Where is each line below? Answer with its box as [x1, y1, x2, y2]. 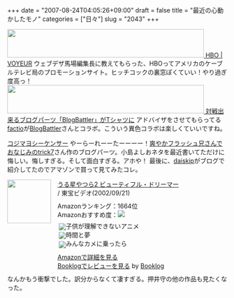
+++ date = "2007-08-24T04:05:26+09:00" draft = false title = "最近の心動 [7, 6, 224, 14]
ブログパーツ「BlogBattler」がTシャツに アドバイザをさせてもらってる [19, 116, 221, 124]
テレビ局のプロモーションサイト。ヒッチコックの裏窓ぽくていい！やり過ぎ [13, 68, 228, 76]
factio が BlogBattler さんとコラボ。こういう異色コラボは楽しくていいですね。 [7, 124, 226, 133]
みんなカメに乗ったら [66, 239, 127, 248]
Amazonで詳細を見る [57, 253, 118, 261]
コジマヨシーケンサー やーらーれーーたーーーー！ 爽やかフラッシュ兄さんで [7, 139, 223, 147]
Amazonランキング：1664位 [57, 202, 138, 210]
